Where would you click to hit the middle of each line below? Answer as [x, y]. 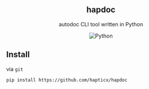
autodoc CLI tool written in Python [101, 24]
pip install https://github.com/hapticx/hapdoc [67, 80]
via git [15, 69]
